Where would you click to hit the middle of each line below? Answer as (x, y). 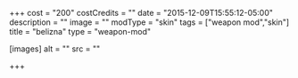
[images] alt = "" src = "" (55, 49)
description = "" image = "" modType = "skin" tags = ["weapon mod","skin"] (149, 22)
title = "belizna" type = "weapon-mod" (80, 31)
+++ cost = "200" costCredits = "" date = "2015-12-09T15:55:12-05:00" (141, 13)
